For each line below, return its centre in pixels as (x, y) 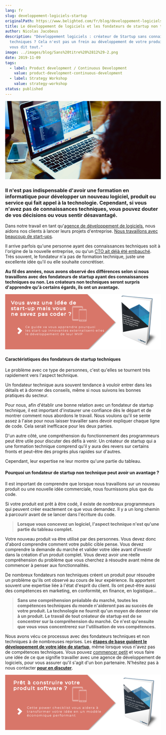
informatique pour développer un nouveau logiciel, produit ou (81, 196)
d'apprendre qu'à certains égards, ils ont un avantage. (62, 287)
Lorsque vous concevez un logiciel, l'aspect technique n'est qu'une (88, 524)
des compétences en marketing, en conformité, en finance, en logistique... (81, 591)
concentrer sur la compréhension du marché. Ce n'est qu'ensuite (85, 621)
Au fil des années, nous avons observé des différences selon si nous (77, 272)
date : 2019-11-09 (23, 58)
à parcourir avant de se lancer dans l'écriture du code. (61, 514)
